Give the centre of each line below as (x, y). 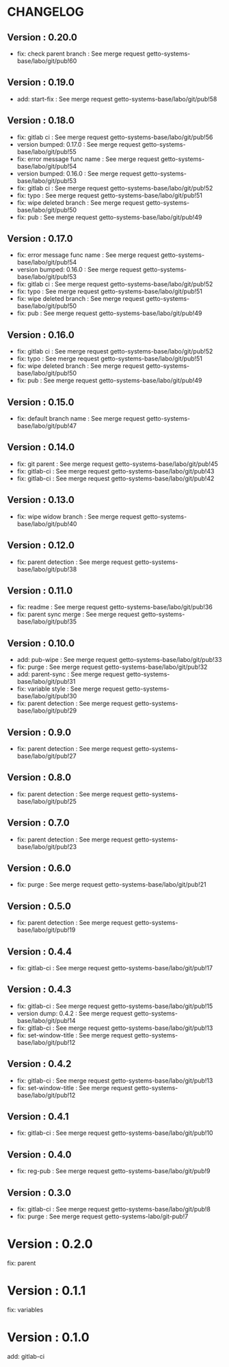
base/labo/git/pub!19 (46, 930)
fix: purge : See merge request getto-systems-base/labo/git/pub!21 (111, 885)
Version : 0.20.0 (42, 37)
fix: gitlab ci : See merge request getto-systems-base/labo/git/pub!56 (115, 137)
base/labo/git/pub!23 (47, 846)
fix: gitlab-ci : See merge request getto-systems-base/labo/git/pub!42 (116, 478)
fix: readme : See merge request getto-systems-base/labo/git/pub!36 (115, 607)
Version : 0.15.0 (41, 402)
